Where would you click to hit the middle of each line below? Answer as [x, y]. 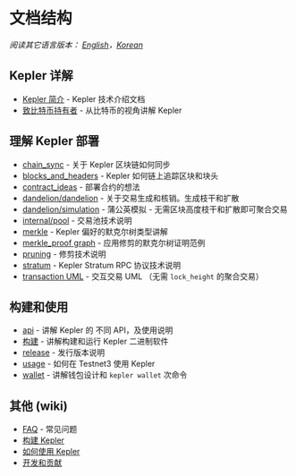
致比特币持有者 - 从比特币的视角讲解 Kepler [102, 110]
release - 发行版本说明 [63, 353]
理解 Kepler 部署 [55, 141]
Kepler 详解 [41, 76]
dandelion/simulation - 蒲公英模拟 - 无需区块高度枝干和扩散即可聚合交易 [155, 209]
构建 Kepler [43, 440]
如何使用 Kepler [51, 452]
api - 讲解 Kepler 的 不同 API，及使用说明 [97, 330]
